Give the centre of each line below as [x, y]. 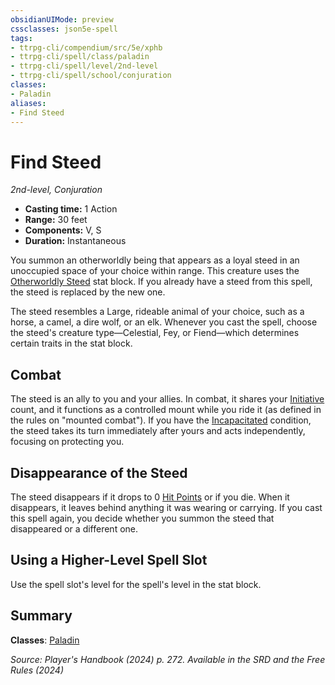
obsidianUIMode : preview [62, 19]
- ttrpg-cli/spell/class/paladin [80, 57]
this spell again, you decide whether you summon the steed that [142, 518]
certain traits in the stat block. [71, 343]
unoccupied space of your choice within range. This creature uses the [155, 271]
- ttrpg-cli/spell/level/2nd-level [84, 66]
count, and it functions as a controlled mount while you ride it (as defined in [166, 410]
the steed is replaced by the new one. [88, 292]
